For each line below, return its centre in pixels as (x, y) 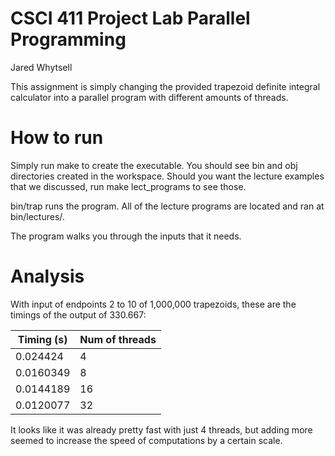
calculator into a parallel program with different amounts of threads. (149, 97)
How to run (57, 138)
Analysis (47, 276)
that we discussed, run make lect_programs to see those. (128, 186)
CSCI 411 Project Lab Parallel (130, 18)
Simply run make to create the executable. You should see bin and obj (154, 165)
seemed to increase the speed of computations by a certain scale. (146, 440)
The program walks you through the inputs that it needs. (126, 236)
